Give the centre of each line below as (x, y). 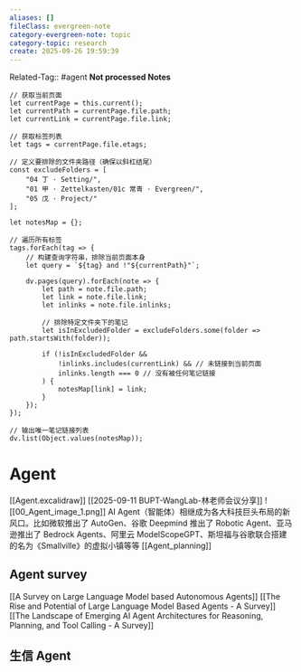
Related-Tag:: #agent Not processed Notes (90, 77)
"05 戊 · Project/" (61, 199)
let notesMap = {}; (46, 222)
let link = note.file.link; (94, 298)
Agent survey (48, 575)
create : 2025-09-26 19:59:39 (64, 52)
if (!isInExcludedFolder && (94, 355)
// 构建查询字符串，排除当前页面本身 (86, 258)
